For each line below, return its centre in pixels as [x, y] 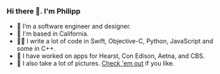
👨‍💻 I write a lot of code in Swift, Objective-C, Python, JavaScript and [115, 41]
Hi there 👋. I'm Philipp [44, 11]
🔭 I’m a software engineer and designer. [74, 27]
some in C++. [36, 49]
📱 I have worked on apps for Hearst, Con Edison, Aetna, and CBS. [111, 56]
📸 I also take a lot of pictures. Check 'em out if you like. [95, 64]
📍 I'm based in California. [53, 34]
